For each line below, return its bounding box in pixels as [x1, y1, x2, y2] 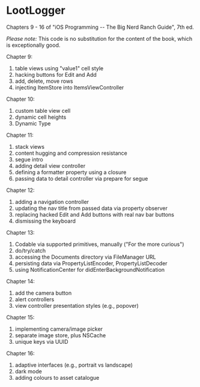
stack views [14, 143, 45, 150]
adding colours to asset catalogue [14, 374, 100, 381]
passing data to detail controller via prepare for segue [14, 175, 148, 182]
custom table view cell [14, 107, 71, 114]
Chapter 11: [6, 131, 34, 139]
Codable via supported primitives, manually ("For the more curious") [14, 241, 184, 248]
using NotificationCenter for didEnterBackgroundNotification [14, 266, 165, 273]
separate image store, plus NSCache [14, 331, 106, 339]
